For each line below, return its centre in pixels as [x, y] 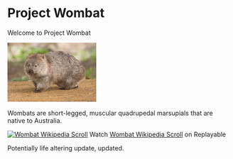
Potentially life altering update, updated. [66, 148]
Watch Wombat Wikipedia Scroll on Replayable [158, 134]
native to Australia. [35, 120]
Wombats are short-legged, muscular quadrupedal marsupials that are [110, 113]
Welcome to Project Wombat [49, 33]
